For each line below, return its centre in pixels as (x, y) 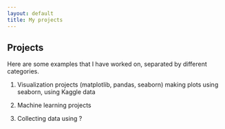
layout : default (30, 13)
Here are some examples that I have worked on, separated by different (107, 64)
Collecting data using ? (50, 119)
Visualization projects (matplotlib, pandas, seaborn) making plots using (118, 85)
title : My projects (35, 20)
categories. (23, 71)
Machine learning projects (54, 105)
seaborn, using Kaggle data (56, 92)
